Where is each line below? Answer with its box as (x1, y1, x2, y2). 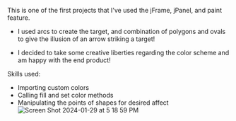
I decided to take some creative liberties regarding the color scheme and (17, 49, 230, 57)
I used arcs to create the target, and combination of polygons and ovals (17, 28, 226, 35)
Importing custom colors (17, 83, 90, 91)
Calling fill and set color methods (17, 91, 114, 99)
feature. (7, 13, 30, 22)
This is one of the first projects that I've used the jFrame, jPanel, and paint (7, 6, 223, 14)
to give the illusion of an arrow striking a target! (17, 35, 155, 43)
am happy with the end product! (17, 56, 111, 64)
